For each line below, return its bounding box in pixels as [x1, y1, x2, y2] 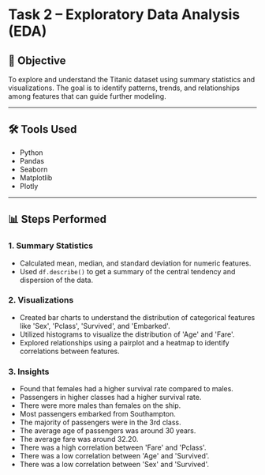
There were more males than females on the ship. [19, 401, 181, 410]
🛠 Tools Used [8, 123, 77, 136]
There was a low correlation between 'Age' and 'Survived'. [19, 451, 210, 461]
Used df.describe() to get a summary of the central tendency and [19, 266, 236, 276]
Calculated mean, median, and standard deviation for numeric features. [19, 258, 252, 268]
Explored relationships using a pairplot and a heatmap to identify [19, 337, 230, 347]
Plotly [19, 181, 39, 190]
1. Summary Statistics [8, 240, 93, 251]
